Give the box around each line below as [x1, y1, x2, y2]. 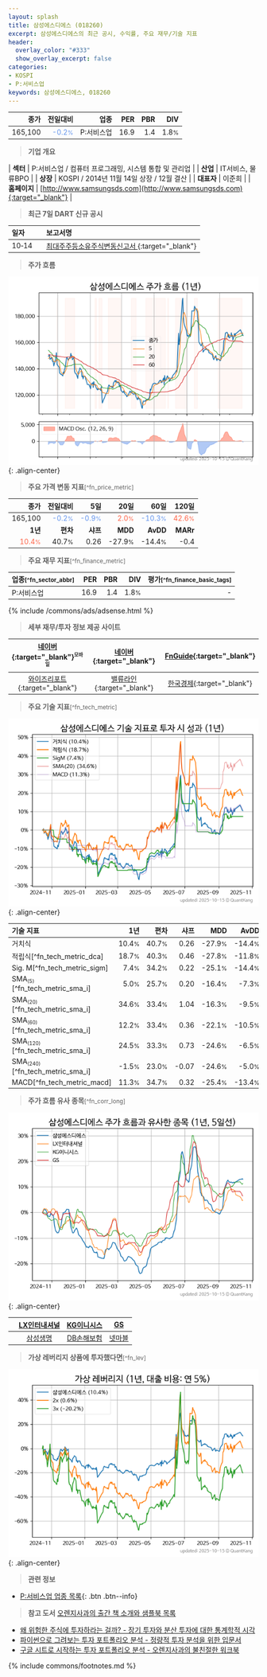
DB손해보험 [67, 1333, 103, 1343]
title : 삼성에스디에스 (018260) [8, 21, 104, 29]
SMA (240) [11, 1057, 41, 1067]
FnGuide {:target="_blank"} [164, 651, 256, 661]
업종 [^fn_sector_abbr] [11, 575, 75, 584]
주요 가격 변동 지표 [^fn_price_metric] [27, 482, 134, 491]
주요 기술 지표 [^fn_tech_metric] [27, 701, 118, 712]
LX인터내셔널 [18, 1320, 60, 1329]
